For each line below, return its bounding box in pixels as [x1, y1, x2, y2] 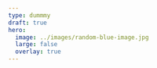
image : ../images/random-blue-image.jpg [15, 33, 149, 41]
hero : [8, 26, 26, 34]
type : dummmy [8, 11, 51, 20]
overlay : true [15, 48, 61, 55]
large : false [15, 41, 58, 48]
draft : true [8, 19, 47, 27]
